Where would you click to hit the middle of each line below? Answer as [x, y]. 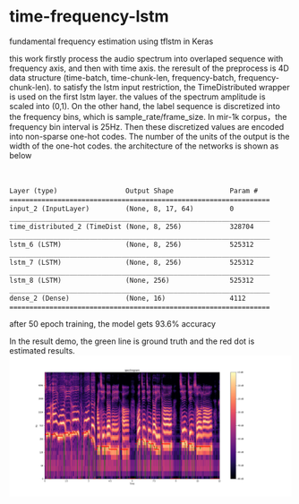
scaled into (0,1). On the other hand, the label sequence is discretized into [145, 106]
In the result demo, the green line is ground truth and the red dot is [132, 341]
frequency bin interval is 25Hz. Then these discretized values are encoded [147, 126]
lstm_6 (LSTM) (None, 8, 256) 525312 [132, 244]
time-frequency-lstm [89, 17]
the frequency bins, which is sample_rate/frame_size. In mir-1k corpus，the [148, 116]
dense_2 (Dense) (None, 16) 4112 [128, 298]
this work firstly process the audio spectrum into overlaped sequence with [146, 58]
